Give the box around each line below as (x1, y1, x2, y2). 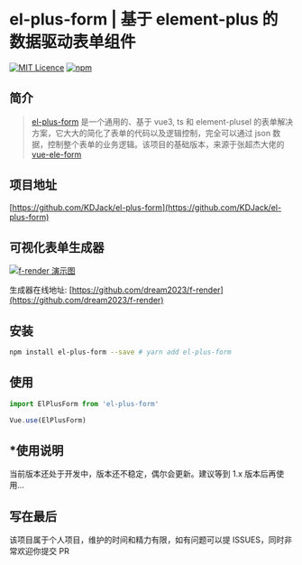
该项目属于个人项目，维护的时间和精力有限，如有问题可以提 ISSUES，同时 (9, 534, 285, 545)
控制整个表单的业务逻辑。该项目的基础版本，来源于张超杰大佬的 (47, 138, 285, 150)
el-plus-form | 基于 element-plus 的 (9, 9, 279, 30)
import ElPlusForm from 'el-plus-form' (9, 399, 160, 408)
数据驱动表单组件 (9, 32, 137, 52)
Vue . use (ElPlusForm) (9, 415, 87, 425)
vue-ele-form (31, 149, 82, 160)
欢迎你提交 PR (16, 546, 69, 557)
